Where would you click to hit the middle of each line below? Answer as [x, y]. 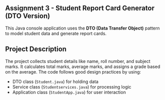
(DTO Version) [28, 16]
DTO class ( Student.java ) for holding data [55, 81]
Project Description [36, 49]
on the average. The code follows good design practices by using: [73, 71]
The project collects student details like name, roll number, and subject [78, 61]
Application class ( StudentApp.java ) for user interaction [69, 92]
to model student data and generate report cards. [56, 33]
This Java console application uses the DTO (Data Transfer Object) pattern [82, 28]
